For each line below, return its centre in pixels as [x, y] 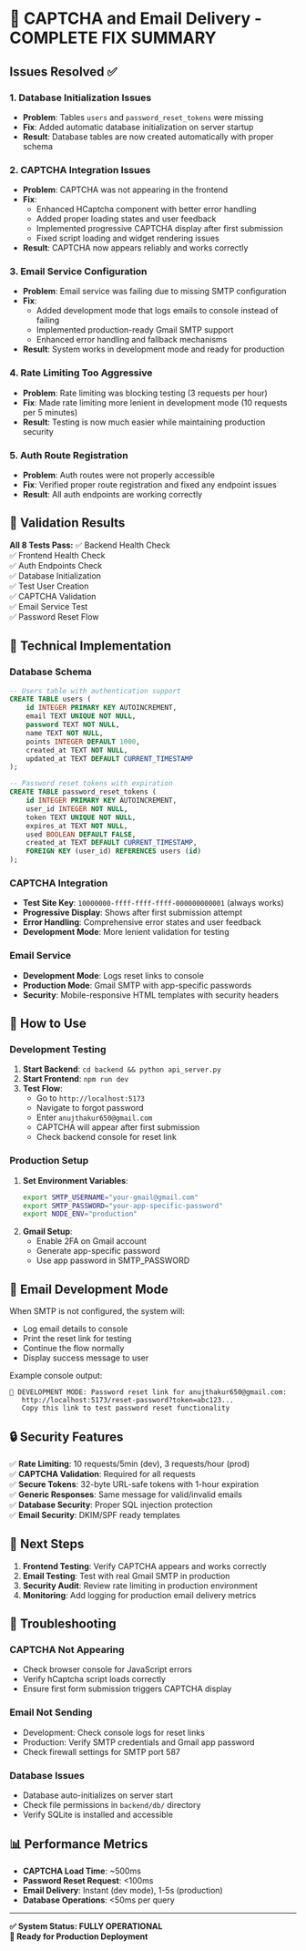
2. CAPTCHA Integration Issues [80, 169]
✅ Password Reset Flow [54, 616]
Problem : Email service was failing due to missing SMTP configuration [154, 292]
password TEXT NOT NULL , [73, 725]
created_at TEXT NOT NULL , [77, 750]
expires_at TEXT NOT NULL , [77, 826]
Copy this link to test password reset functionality [126, 1408]
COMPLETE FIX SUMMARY [113, 38]
